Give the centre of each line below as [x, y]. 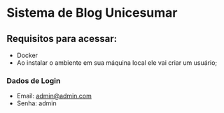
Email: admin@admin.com [54, 96]
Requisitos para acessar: [62, 39]
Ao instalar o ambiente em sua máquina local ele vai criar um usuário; [117, 63]
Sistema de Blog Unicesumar [92, 13]
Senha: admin [36, 103]
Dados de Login [34, 80]
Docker [27, 55]
